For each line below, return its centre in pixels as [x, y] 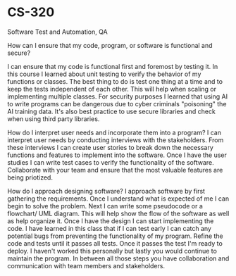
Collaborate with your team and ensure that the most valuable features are [115, 170]
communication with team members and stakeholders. [86, 265]
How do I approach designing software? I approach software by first [106, 191]
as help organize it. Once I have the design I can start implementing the [111, 221]
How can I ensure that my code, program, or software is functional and [110, 45]
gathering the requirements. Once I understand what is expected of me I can [118, 199]
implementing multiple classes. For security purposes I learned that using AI [117, 96]
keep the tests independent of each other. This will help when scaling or [112, 89]
